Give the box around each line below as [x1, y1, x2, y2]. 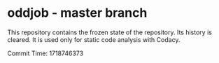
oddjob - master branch [7, 5, 148, 21]
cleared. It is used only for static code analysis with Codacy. [7, 35, 181, 43]
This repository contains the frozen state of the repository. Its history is [7, 28, 212, 36]
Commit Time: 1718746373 [7, 49, 84, 57]
